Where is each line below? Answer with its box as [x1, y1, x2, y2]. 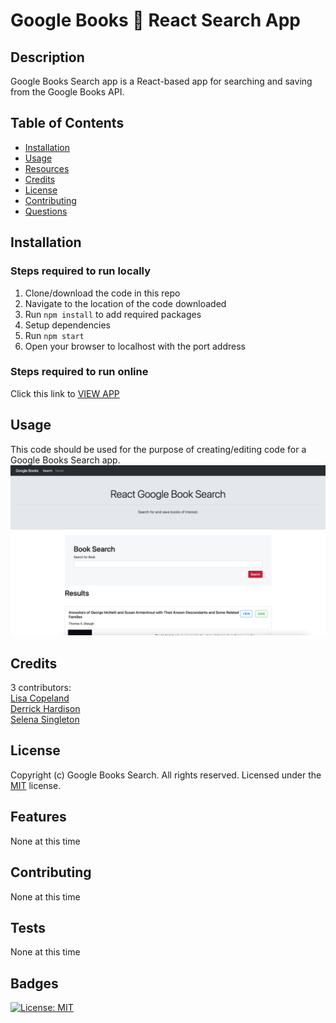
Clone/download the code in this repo [24, 287, 181, 299]
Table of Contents [10, 115, 125, 132]
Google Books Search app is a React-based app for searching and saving [10, 75, 313, 87]
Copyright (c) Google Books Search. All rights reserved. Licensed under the [10, 769, 322, 781]
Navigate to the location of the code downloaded [24, 297, 227, 309]
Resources [24, 162, 70, 174]
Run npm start [24, 329, 85, 341]
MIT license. [10, 779, 62, 791]
